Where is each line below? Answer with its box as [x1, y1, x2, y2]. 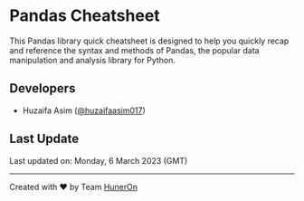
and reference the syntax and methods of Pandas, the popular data [9, 44, 260, 55]
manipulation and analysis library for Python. [9, 54, 176, 65]
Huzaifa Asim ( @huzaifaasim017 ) [22, 105, 147, 116]
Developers [9, 81, 76, 96]
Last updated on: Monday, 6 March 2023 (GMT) [9, 155, 188, 166]
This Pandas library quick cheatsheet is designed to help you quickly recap [9, 35, 290, 46]
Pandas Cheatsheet [9, 5, 160, 26]
